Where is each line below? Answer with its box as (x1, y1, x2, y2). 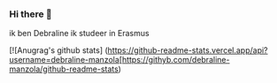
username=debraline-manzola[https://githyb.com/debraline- (9, 55, 230, 65)
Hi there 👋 (9, 8, 53, 20)
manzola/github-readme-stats (9, 64, 119, 74)
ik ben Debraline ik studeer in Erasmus (9, 28, 150, 39)
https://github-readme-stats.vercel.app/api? (107, 45, 268, 56)
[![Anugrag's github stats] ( (9, 45, 108, 56)
